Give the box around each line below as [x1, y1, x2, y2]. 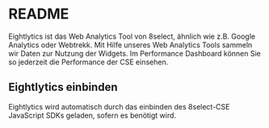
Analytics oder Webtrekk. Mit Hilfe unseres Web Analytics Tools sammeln [8, 39, 253, 49]
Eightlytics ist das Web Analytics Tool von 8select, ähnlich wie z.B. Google [8, 31, 256, 41]
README [8, 5, 69, 23]
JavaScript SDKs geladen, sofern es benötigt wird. [8, 110, 176, 120]
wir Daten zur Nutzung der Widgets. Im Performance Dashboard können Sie [8, 48, 261, 58]
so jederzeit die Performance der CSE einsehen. [8, 57, 169, 67]
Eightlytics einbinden [8, 81, 119, 94]
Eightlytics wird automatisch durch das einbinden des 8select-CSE [8, 101, 230, 111]
